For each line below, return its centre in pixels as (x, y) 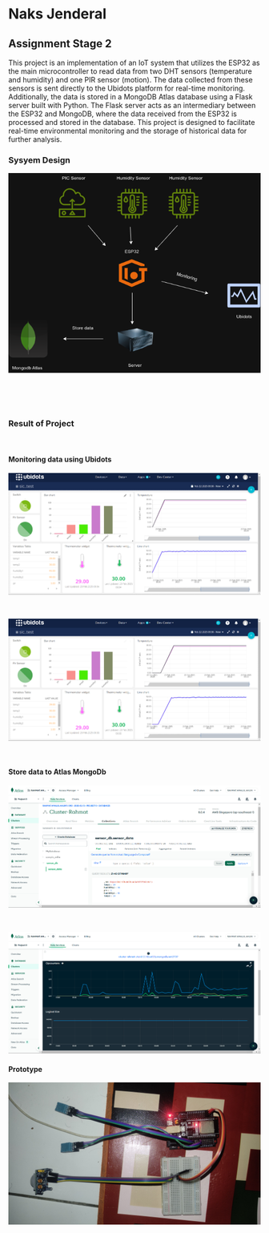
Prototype (25, 1069)
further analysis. (35, 139)
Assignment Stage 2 (60, 44)
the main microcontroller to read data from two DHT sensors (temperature (130, 71)
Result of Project (41, 424)
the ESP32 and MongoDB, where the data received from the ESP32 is (123, 114)
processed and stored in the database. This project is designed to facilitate (132, 122)
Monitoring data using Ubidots (60, 459)
